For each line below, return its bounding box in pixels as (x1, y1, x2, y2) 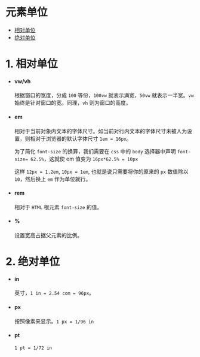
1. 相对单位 (5, 58, 58, 71)
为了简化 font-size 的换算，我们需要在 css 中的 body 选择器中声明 (14, 147, 176, 155)
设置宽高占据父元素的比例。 (14, 231, 83, 238)
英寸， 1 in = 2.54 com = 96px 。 (14, 289, 95, 297)
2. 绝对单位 (5, 255, 60, 268)
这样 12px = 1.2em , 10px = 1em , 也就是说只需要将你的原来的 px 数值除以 (14, 168, 189, 175)
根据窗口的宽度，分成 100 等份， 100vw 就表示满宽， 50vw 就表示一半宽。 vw (14, 92, 194, 99)
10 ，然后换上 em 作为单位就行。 (14, 175, 91, 183)
